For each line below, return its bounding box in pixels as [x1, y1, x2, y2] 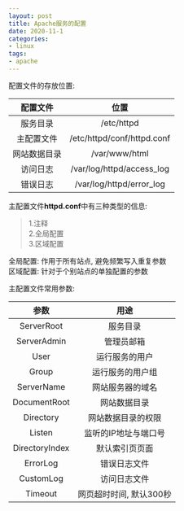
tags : [8, 50, 27, 58]
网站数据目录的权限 [88, 412, 162, 423]
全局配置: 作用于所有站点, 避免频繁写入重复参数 [8, 255, 167, 265]
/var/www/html [90, 147, 149, 159]
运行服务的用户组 [92, 366, 158, 378]
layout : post [8, 11, 53, 20]
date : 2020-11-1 [8, 27, 64, 35]
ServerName [16, 381, 66, 392]
